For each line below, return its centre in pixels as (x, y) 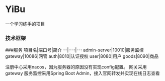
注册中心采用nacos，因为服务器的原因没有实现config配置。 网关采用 (76, 67)
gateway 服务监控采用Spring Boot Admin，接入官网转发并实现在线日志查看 (82, 73)
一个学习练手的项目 (25, 24)
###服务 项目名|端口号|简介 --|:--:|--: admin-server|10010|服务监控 (75, 50)
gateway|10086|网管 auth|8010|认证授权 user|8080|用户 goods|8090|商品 (82, 56)
